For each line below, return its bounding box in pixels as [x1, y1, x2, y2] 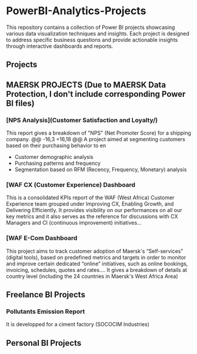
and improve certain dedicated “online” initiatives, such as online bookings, [6, 260, 188, 267]
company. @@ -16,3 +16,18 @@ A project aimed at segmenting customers [6, 136, 185, 143]
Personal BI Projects [6, 338, 82, 348]
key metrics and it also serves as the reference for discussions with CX [6, 213, 178, 220]
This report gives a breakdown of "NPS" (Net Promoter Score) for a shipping [6, 129, 191, 137]
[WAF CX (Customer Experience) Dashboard [6, 180, 136, 189]
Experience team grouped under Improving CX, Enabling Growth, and [6, 200, 174, 207]
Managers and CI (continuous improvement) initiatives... [6, 219, 142, 226]
